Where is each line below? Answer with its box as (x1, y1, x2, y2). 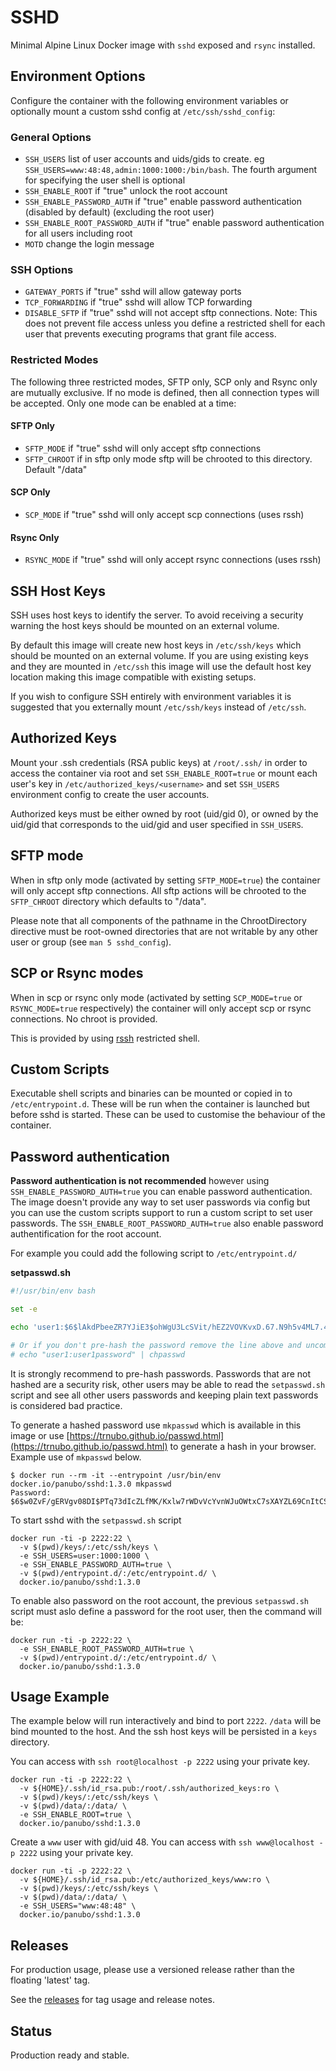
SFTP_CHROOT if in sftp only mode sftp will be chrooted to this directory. (24, 452, 313, 465)
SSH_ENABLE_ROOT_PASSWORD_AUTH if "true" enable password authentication (24, 217, 325, 229)
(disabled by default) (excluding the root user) (24, 206, 215, 218)
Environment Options (10, 68, 146, 85)
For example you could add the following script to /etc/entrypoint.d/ (10, 1247, 298, 1260)
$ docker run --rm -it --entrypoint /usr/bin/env (10, 1470, 222, 1480)
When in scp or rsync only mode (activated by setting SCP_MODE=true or (10, 991, 303, 1003)
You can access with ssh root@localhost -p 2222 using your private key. (10, 1756, 311, 1768)
